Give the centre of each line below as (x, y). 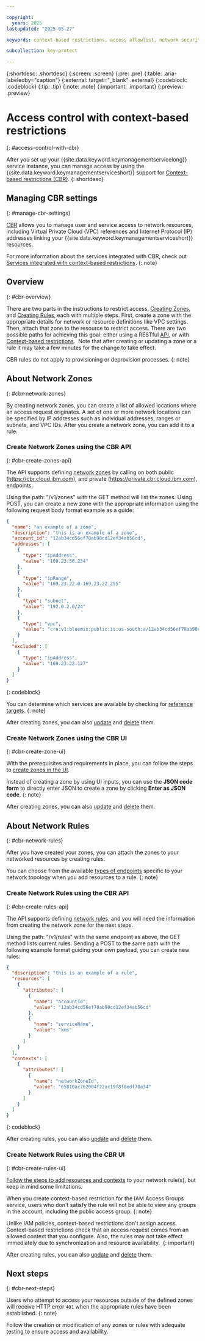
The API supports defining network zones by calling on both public (90, 472)
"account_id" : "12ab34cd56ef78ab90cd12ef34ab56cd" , (79, 538)
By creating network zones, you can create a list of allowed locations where (102, 405)
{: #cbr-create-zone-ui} (36, 752)
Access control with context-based (98, 118)
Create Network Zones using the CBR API (69, 447)
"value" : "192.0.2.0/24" (54, 606)
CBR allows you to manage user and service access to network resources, (100, 225)
